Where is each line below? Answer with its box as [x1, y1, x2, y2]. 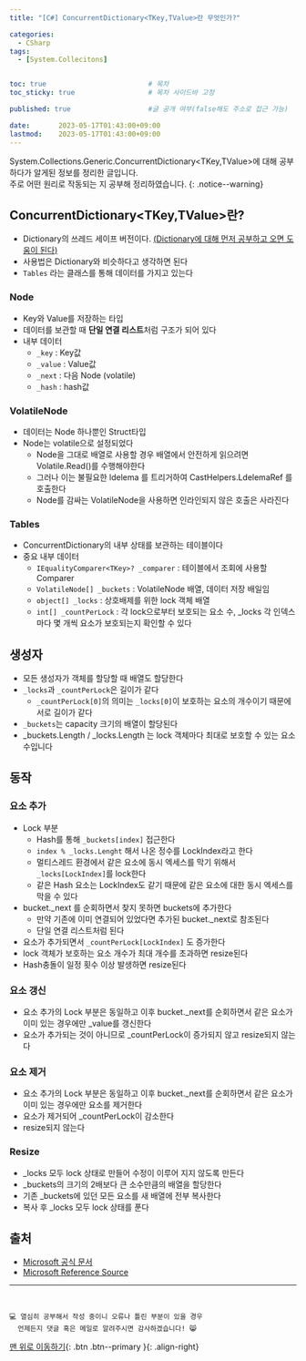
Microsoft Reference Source [22, 1267, 129, 1278]
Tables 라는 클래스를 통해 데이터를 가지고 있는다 [22, 268, 194, 279]
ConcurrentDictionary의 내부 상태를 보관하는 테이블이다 [22, 539, 223, 551]
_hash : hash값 [36, 381, 89, 392]
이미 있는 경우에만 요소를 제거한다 [22, 1100, 143, 1110]
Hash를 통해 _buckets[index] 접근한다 [36, 834, 176, 844]
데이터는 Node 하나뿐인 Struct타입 [22, 425, 147, 437]
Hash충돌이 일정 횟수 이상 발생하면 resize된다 [22, 958, 187, 970]
